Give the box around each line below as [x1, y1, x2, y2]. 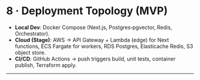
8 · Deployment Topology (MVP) [6, 4, 168, 18]
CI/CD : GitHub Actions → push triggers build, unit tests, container [14, 55, 176, 62]
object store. [14, 49, 46, 56]
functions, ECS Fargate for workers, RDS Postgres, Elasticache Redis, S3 [14, 43, 193, 50]
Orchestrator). [14, 30, 50, 37]
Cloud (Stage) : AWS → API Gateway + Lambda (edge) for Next [14, 36, 170, 43]
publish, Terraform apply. [14, 61, 77, 69]
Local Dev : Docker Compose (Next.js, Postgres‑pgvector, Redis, [14, 24, 173, 31]
